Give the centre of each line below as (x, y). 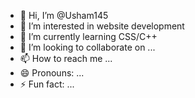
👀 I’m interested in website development (102, 26)
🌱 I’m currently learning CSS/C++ (88, 36)
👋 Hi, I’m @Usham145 (64, 15)
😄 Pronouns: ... (52, 73)
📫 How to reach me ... (66, 58)
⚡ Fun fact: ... (47, 84)
